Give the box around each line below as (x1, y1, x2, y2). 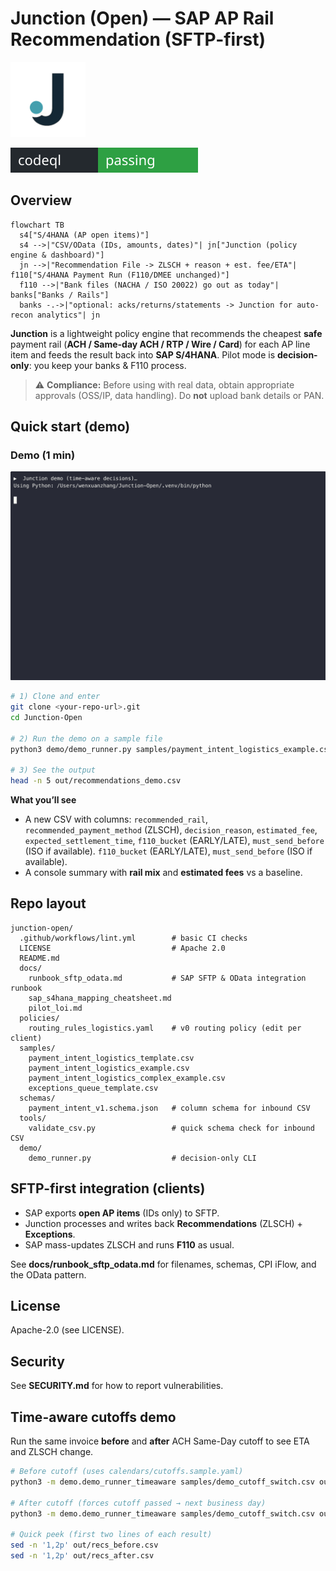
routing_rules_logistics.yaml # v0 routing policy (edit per (28, 1023, 302, 1033)
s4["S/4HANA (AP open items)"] (19, 230, 150, 240)
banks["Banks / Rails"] (10, 290, 110, 300)
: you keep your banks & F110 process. (28, 359, 187, 371)
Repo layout (10, 895, 87, 912)
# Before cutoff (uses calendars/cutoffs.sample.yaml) (10, 1467, 244, 1477)
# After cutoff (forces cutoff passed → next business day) (10, 1498, 267, 1508)
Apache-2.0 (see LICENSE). (10, 1324, 125, 1336)
